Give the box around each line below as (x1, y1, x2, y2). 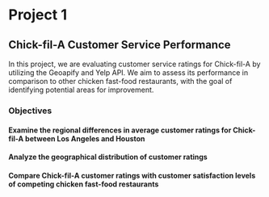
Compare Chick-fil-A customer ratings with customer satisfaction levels (8, 170, 256, 180)
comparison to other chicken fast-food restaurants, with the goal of (8, 77, 233, 86)
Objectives (8, 105, 53, 116)
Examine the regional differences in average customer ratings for (8, 125, 232, 135)
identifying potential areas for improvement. (8, 85, 154, 94)
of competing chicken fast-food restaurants (8, 179, 159, 189)
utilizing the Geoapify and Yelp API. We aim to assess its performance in (8, 68, 249, 78)
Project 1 (8, 6, 67, 24)
